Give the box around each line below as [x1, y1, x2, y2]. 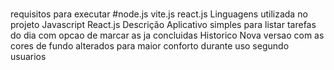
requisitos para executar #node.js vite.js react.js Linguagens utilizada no [10, 8, 308, 20]
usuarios [10, 51, 47, 63]
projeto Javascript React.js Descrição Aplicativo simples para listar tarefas [10, 19, 317, 31]
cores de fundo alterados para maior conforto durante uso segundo [10, 40, 290, 52]
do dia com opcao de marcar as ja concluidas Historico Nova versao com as [10, 29, 325, 42]
